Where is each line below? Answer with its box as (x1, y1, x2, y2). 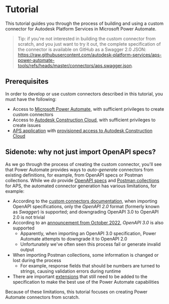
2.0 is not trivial (12, 214, 45, 220)
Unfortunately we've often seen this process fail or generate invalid (20, 241, 161, 247)
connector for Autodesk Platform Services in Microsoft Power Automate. (5, 25, 156, 31)
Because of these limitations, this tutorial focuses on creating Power (5, 288, 148, 295)
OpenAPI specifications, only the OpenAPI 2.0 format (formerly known (12, 203, 160, 209)
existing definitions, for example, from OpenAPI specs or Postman (5, 172, 143, 178)
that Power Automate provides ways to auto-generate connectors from (5, 166, 154, 173)
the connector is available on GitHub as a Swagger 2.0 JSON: (17, 46, 146, 52)
